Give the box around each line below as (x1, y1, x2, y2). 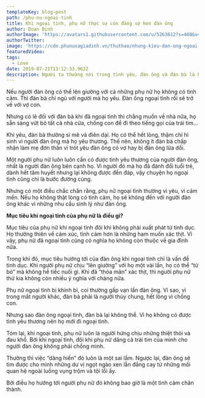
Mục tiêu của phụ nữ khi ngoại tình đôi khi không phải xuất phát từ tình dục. (6, 224, 196, 231)
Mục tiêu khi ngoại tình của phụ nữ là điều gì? (6, 212, 124, 220)
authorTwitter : (6, 37, 45, 43)
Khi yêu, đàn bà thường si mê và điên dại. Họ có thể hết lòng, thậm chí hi (6, 131, 189, 139)
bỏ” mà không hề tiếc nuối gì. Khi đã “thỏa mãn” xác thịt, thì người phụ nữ (6, 268, 191, 275)
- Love (12, 60, 29, 66)
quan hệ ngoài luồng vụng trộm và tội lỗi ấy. (6, 367, 117, 375)
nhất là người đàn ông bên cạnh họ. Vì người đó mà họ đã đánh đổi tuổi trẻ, (6, 162, 195, 170)
